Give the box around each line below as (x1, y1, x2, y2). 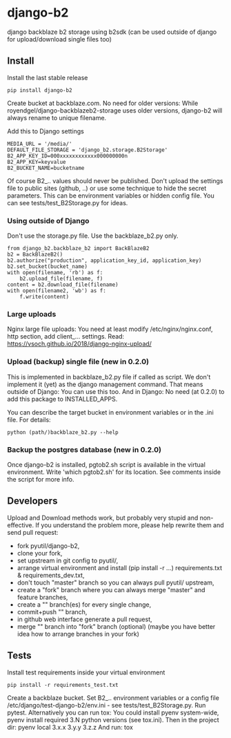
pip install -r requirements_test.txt (7, 681, 119, 688)
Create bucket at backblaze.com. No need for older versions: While (7, 99, 199, 107)
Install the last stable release (7, 73, 88, 82)
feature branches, (17, 593, 68, 601)
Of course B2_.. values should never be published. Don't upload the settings (7, 176, 223, 184)
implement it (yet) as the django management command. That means (7, 380, 203, 388)
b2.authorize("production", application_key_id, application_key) (7, 257, 202, 264)
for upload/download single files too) (7, 35, 112, 43)
